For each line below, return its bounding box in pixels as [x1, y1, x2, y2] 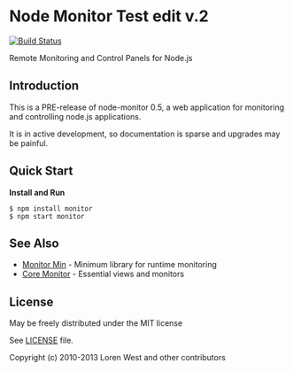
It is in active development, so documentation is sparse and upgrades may [9, 128, 281, 139]
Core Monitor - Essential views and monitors [21, 268, 184, 280]
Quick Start [9, 164, 73, 179]
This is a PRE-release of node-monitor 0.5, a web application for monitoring [9, 102, 285, 112]
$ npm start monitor [9, 212, 86, 220]
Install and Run [9, 187, 66, 197]
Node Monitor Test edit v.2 [9, 6, 210, 27]
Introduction [9, 78, 80, 94]
